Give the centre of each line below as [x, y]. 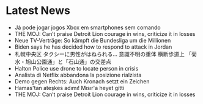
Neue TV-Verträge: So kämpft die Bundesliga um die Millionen [93, 40]
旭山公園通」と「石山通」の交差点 [68, 61]
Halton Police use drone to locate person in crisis [76, 68]
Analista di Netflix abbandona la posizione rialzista [78, 75]
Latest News [38, 11]
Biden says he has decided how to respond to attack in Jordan [93, 47]
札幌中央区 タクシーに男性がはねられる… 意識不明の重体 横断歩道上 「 [103, 54]
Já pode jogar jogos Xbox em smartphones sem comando [88, 27]
